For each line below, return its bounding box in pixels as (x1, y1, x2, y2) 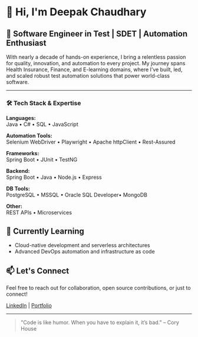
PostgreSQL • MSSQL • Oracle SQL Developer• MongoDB (6, 191, 147, 199)
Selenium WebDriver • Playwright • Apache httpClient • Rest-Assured (6, 138, 176, 146)
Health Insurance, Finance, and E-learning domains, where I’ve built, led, (6, 66, 183, 73)
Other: (6, 203, 22, 210)
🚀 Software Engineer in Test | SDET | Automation (6, 29, 188, 39)
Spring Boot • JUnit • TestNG (6, 156, 78, 164)
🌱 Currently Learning (6, 226, 84, 236)
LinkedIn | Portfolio (6, 302, 52, 309)
